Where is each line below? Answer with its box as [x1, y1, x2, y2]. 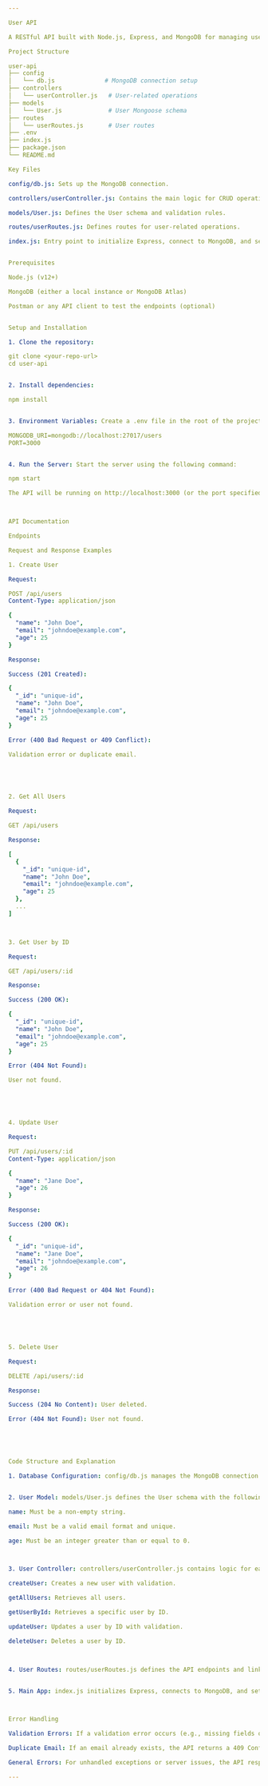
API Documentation [8, 518, 69, 526]
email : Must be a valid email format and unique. [8, 1522, 177, 1530]
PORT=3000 [8, 439, 41, 447]
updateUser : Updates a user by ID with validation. [8, 1622, 183, 1630]
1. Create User [8, 561, 59, 569]
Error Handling [8, 1715, 59, 1724]
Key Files [8, 165, 41, 173]
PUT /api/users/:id [8, 1147, 73, 1155]
